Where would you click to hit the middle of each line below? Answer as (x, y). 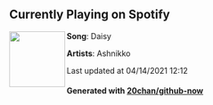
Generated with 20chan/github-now (135, 91)
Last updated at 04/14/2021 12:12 (127, 70)
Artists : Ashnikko (98, 53)
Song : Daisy (89, 36)
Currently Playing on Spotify (90, 15)
